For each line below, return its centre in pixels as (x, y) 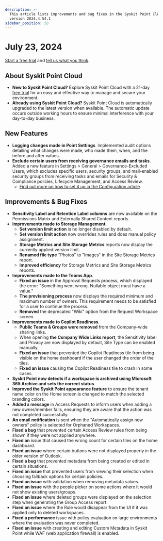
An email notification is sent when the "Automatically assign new (77, 420)
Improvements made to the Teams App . (53, 275)
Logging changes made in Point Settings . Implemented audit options (81, 145)
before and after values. (36, 155)
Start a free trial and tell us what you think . (47, 61)
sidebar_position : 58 (27, 23)
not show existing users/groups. (44, 492)
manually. (29, 347)
